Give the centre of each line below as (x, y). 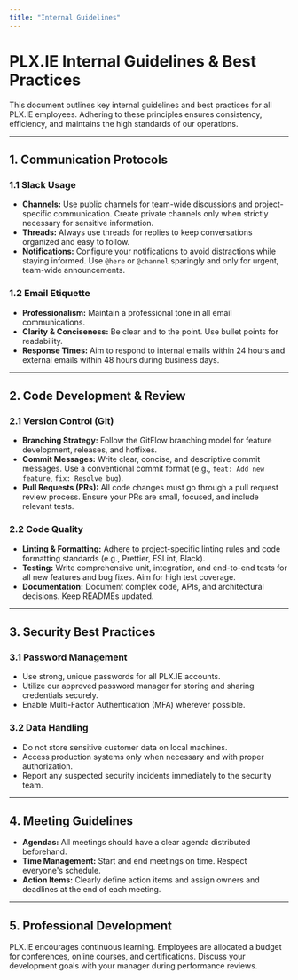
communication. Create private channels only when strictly (161, 214)
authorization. (47, 766)
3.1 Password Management (68, 657)
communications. (54, 322)
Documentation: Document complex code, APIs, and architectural (143, 586)
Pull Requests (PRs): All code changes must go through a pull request (150, 488)
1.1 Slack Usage (43, 184)
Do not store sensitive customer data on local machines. (125, 747)
